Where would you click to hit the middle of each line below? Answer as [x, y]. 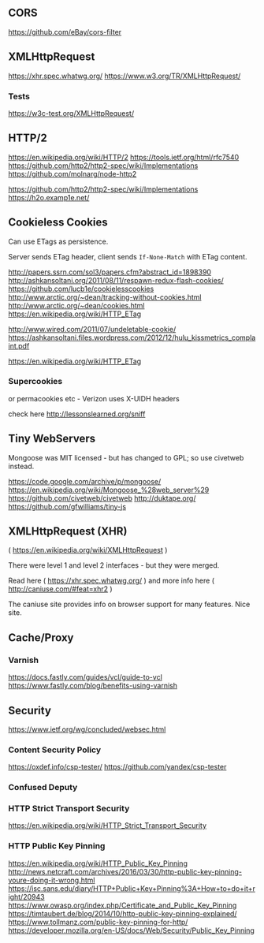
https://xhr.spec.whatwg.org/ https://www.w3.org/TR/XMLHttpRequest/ [125, 76]
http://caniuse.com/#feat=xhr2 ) [60, 589]
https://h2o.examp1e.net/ [49, 197]
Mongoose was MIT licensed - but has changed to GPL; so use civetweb [126, 457]
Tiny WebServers [52, 439]
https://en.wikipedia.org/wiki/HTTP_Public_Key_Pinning [98, 863]
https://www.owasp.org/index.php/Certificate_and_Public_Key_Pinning [123, 905]
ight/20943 [26, 896]
